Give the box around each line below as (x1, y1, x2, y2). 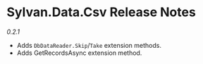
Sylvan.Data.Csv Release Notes (6, 4, 197, 20)
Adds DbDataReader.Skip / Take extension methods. (16, 41, 161, 49)
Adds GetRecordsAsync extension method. (16, 49, 142, 57)
